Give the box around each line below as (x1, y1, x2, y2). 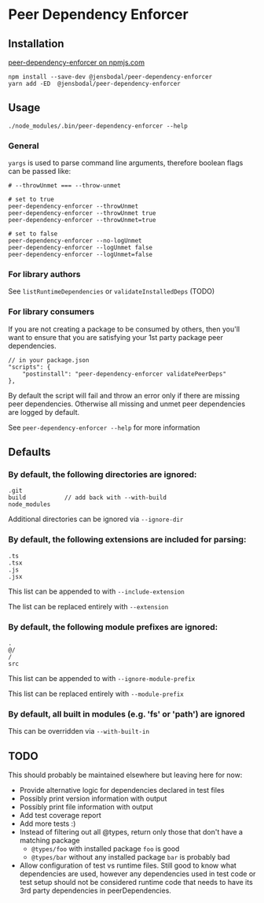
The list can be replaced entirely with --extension (8, 601, 169, 611)
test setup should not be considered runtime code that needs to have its (19, 878, 253, 887)
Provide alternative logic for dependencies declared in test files (19, 786, 225, 795)
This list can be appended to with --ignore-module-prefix (8, 673, 196, 683)
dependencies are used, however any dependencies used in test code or (19, 869, 256, 879)
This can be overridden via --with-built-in (8, 727, 150, 736)
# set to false (8, 230, 58, 238)
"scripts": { (8, 363, 51, 371)
